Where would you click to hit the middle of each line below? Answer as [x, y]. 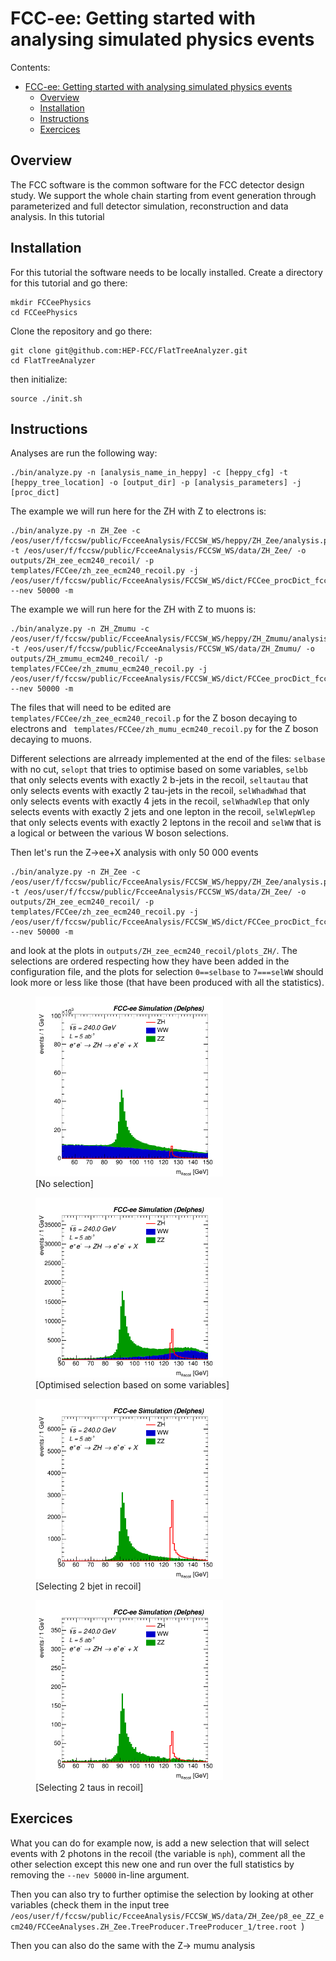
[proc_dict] [35, 493]
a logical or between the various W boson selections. [120, 833]
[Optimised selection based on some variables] [132, 1385]
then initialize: [39, 379]
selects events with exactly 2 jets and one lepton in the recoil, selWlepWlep [163, 812]
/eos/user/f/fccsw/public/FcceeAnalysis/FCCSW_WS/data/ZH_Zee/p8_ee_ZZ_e [167, 1916]
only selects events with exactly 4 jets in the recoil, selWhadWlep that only [160, 801]
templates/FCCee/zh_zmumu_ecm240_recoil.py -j [109, 669]
